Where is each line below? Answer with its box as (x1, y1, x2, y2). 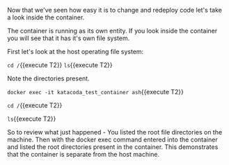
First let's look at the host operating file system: (7, 48, 144, 55)
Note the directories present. (7, 74, 90, 82)
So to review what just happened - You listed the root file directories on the (7, 128, 223, 136)
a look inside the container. (7, 13, 85, 21)
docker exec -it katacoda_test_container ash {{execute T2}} (7, 88, 184, 96)
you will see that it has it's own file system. (7, 34, 130, 42)
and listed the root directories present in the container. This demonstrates (7, 143, 219, 151)
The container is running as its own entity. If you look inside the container (7, 27, 218, 35)
